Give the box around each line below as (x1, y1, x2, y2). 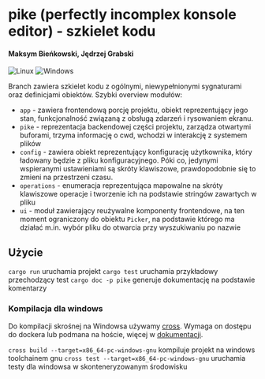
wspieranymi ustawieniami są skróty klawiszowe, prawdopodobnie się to (19, 164, 256, 174)
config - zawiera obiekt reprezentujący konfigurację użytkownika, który (19, 148, 252, 157)
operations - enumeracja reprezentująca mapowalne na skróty (19, 181, 223, 190)
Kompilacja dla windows (8, 303, 104, 314)
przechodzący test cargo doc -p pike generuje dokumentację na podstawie (8, 275, 256, 285)
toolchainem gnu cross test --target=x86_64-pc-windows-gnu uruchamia (8, 353, 246, 362)
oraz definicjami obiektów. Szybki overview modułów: (8, 90, 183, 99)
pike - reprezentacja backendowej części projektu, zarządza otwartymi (19, 122, 252, 132)
